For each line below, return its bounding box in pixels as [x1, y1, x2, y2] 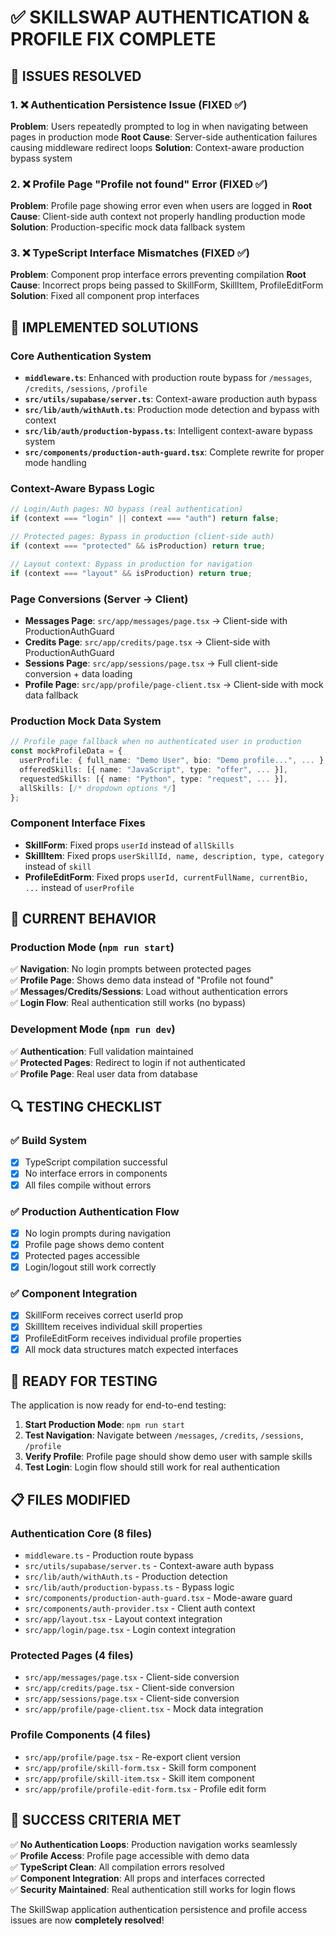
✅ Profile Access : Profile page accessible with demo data [10, 1849, 250, 1861]
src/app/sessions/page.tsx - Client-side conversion [24, 1692, 240, 1705]
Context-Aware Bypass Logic [10, 482, 155, 496]
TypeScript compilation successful [24, 1156, 168, 1168]
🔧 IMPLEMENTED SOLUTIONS [10, 319, 199, 336]
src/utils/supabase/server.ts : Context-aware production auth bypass [24, 393, 318, 405]
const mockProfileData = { [10, 746, 123, 756]
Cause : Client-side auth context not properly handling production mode [10, 211, 306, 223]
